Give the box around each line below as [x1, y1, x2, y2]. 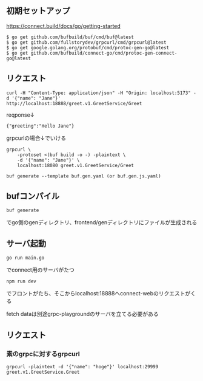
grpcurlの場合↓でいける [6, 134, 67, 142]
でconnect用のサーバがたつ [6, 266, 75, 273]
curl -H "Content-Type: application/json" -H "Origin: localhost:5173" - [6, 90, 197, 96]
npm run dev [6, 278, 36, 284]
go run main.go [6, 255, 45, 261]
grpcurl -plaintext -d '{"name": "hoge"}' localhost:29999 [6, 363, 159, 369]
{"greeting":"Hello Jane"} [6, 123, 75, 129]
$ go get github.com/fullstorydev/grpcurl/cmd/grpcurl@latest [6, 39, 167, 46]
